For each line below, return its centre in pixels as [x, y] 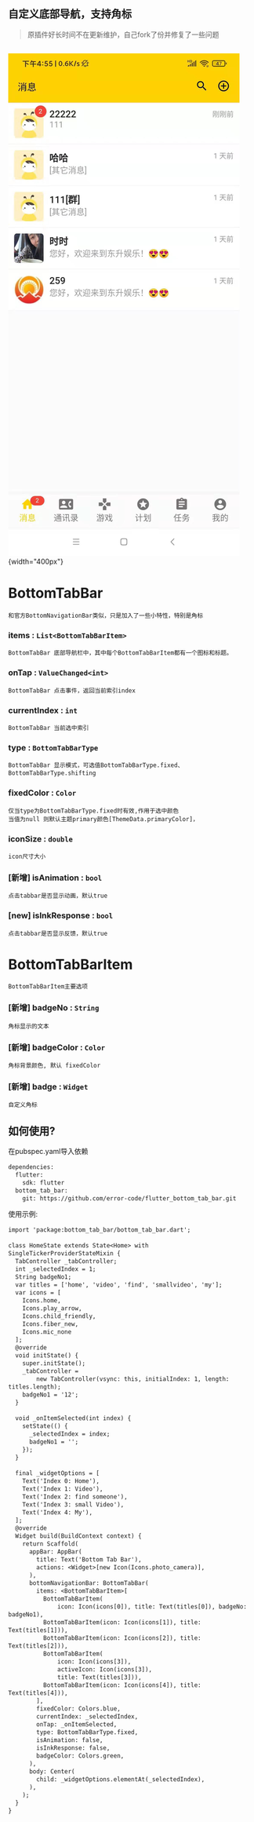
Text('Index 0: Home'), [61, 1481]
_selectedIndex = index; [69, 1434]
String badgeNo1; [44, 1277]
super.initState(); [54, 1364]
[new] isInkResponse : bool [61, 915]
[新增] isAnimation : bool [55, 878]
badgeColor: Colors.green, [80, 1756]
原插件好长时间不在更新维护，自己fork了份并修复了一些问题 [123, 35]
